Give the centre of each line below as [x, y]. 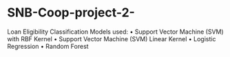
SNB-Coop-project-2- [71, 13]
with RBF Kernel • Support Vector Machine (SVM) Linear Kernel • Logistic [112, 38]
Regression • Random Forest [48, 46]
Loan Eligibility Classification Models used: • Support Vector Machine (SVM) [115, 32]
